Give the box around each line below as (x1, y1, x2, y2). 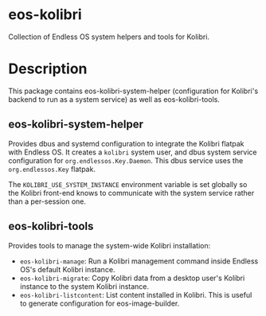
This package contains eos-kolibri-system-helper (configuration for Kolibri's (8, 86, 259, 96)
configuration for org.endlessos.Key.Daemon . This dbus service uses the (8, 155, 244, 165)
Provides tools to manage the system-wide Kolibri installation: (8, 240, 211, 250)
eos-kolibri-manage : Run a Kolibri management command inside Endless (19, 256, 259, 266)
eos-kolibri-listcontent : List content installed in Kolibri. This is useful (19, 290, 252, 299)
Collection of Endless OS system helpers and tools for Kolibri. (8, 32, 209, 41)
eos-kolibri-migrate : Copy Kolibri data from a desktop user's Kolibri (19, 273, 245, 283)
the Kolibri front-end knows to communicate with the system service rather (8, 188, 255, 197)
